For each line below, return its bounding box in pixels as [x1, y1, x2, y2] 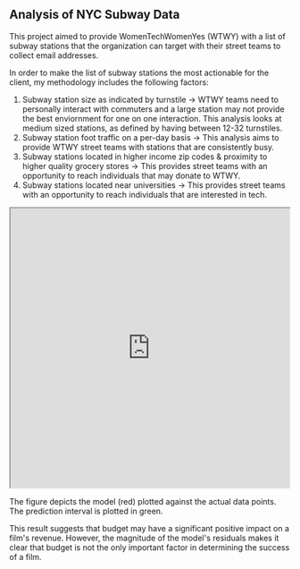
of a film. [9, 551, 42, 562]
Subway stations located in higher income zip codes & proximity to [21, 151, 268, 162]
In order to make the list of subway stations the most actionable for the [9, 67, 270, 78]
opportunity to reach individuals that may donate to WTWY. [21, 170, 241, 181]
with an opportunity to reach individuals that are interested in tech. [21, 189, 268, 200]
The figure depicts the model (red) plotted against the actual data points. [9, 496, 277, 506]
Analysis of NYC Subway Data [9, 7, 180, 22]
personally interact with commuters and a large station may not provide [21, 103, 285, 115]
